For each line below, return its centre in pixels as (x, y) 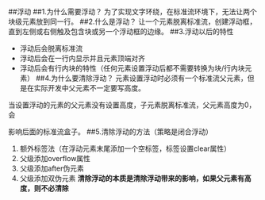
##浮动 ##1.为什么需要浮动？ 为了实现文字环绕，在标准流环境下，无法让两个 (133, 12)
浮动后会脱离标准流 (51, 48)
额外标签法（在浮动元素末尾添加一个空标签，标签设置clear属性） (125, 148)
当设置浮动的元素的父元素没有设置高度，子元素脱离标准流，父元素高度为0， (132, 105)
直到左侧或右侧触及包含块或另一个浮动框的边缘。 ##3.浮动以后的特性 (121, 31)
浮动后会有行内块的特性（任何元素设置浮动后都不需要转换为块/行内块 (132, 68)
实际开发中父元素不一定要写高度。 (89, 88)
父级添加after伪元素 (52, 168)
